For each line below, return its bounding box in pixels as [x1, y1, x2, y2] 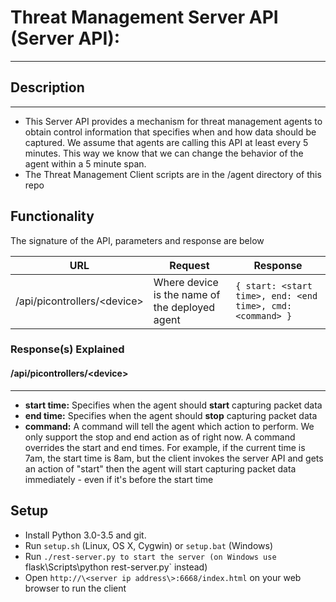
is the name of [153, 287, 221, 301]
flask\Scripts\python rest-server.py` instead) [24, 561, 208, 573]
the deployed [153, 300, 216, 314]
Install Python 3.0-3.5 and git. [24, 529, 147, 541]
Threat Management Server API [10, 6, 279, 29]
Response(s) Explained [10, 342, 125, 356]
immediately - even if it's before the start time [24, 473, 214, 485]
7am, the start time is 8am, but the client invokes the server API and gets [24, 452, 324, 464]
